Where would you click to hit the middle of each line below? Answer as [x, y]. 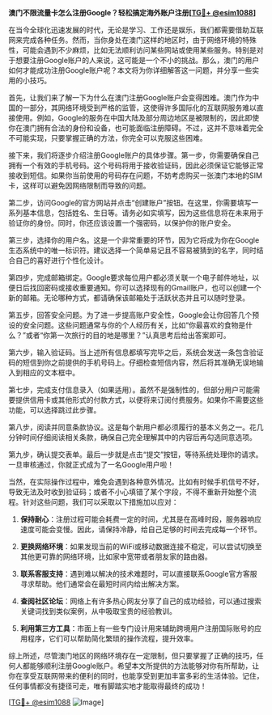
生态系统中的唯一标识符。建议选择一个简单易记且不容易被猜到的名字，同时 [132, 250]
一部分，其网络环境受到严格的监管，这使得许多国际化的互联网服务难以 [139, 108]
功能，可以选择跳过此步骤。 [55, 410]
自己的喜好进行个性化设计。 [61, 260]
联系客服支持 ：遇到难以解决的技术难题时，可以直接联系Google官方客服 [138, 574]
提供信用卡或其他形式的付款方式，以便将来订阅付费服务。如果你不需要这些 [139, 400]
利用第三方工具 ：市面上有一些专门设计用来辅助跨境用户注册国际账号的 [137, 628]
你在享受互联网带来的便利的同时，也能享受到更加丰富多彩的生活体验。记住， [136, 676]
